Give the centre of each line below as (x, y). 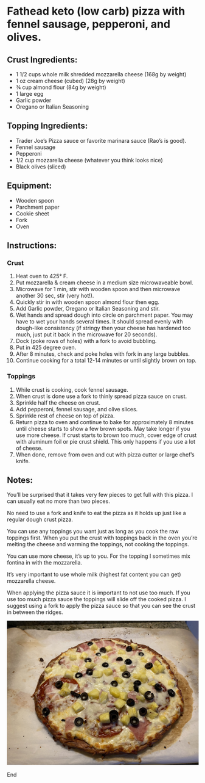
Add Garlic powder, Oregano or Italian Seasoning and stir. (88, 309)
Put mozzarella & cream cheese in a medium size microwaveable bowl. (104, 283)
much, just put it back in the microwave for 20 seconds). (86, 334)
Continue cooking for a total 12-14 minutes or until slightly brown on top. (106, 361)
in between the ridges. (35, 612)
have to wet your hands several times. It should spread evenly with (99, 322)
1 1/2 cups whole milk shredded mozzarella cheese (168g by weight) (101, 74)
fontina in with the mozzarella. (45, 563)
